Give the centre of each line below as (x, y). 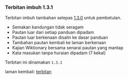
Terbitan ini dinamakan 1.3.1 (34, 63)
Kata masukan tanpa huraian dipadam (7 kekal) (59, 53)
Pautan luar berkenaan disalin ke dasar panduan (60, 37)
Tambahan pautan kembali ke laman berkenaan (59, 43)
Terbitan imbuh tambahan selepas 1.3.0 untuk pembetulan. (63, 18)
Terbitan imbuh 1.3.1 (29, 7)
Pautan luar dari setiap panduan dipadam (53, 32)
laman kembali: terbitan (28, 72)
